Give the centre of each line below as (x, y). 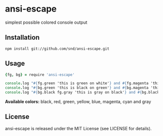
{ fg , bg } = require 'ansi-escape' (40, 75)
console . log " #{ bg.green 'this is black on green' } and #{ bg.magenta (77, 88)
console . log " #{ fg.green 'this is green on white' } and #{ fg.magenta (77, 83)
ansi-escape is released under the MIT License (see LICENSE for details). (78, 128)
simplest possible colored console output (46, 22)
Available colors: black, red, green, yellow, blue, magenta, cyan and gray (78, 102)
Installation (22, 38)
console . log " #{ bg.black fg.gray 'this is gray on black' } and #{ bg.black (82, 92)
